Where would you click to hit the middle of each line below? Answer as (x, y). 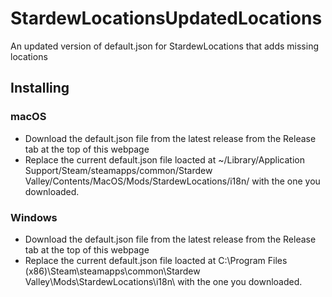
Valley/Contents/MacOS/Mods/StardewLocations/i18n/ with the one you (172, 181)
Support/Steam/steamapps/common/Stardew (118, 170)
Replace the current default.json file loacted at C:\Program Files (156, 260)
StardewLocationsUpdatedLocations (166, 18)
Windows (34, 217)
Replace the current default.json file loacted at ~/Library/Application (164, 159)
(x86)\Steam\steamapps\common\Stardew (112, 271)
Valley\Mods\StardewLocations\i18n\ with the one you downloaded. (163, 281)
